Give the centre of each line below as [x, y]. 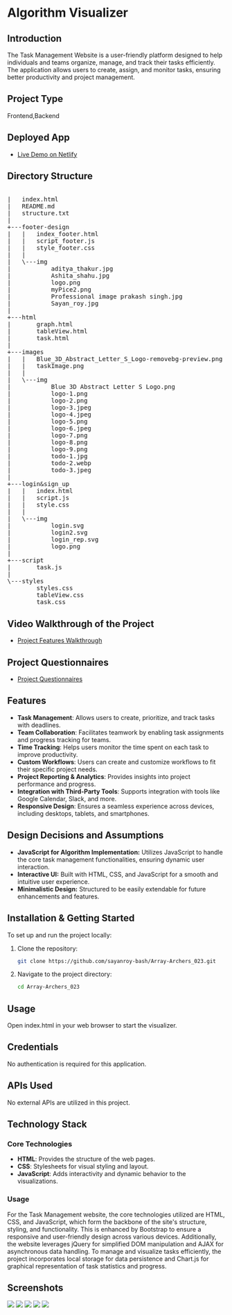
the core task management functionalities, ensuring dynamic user [111, 860]
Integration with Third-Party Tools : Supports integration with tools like [118, 791]
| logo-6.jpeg [49, 429]
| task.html [38, 338]
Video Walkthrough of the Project [81, 624]
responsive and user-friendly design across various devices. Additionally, [112, 1237]
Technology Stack [47, 1124]
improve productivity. [47, 754]
